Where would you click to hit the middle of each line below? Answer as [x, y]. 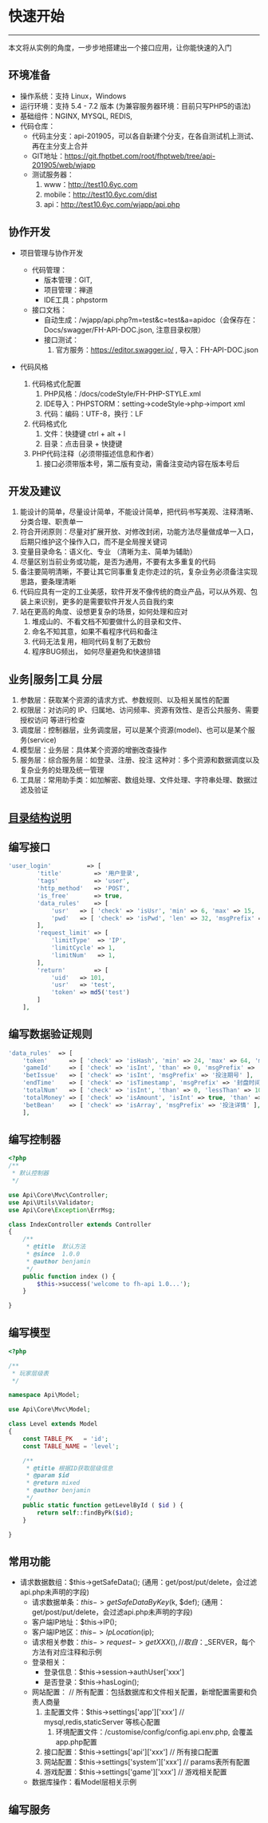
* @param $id [47, 1475]
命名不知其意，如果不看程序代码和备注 [95, 631]
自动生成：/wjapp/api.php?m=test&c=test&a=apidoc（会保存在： [150, 320]
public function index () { [69, 1276]
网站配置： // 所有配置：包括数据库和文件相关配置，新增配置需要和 [141, 1692]
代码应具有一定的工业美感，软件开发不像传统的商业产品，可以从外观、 [135, 591]
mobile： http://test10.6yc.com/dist [100, 194]
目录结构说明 [40, 817]
